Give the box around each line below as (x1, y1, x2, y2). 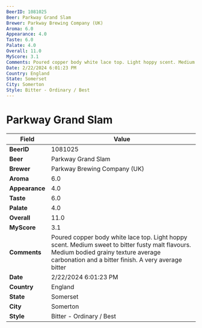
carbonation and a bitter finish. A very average (50, 255, 182, 264)
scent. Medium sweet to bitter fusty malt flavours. (50, 240, 191, 249)
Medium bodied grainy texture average (50, 248, 161, 256)
